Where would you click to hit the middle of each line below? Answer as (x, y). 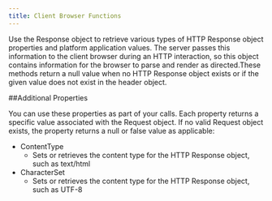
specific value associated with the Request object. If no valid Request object (136, 122)
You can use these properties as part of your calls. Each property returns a (134, 113)
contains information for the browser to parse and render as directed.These (135, 65)
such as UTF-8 (57, 189)
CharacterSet (42, 172)
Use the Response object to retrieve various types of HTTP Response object (136, 39)
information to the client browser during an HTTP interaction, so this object (134, 56)
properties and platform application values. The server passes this (119, 47)
